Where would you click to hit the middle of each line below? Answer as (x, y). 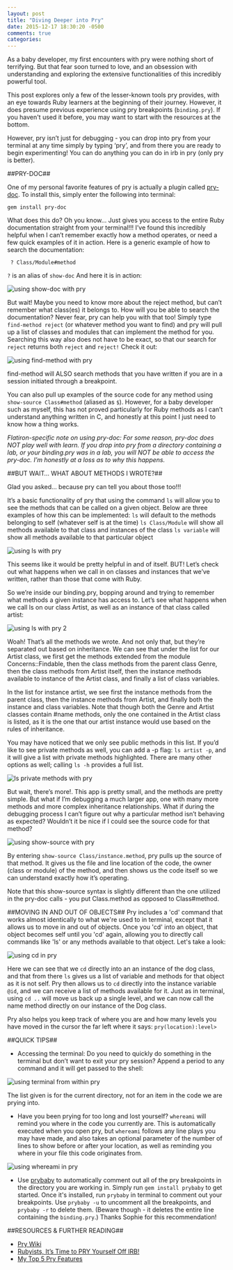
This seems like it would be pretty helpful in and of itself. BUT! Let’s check (113, 564)
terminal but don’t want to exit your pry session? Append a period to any (121, 1061)
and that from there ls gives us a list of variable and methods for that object (116, 976)
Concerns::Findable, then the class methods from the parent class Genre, (112, 664)
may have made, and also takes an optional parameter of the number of (120, 1138)
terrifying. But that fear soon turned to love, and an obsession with (102, 67)
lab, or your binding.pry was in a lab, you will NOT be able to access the (111, 452)
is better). (21, 160)
